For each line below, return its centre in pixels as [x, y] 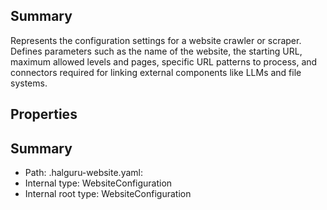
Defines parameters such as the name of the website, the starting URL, [156, 51]
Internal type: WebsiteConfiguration [98, 183]
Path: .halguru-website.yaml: [83, 173]
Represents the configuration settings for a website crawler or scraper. [156, 40]
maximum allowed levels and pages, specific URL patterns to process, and [164, 61]
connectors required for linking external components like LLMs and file [156, 72]
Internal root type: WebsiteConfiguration [108, 194]
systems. [29, 83]
